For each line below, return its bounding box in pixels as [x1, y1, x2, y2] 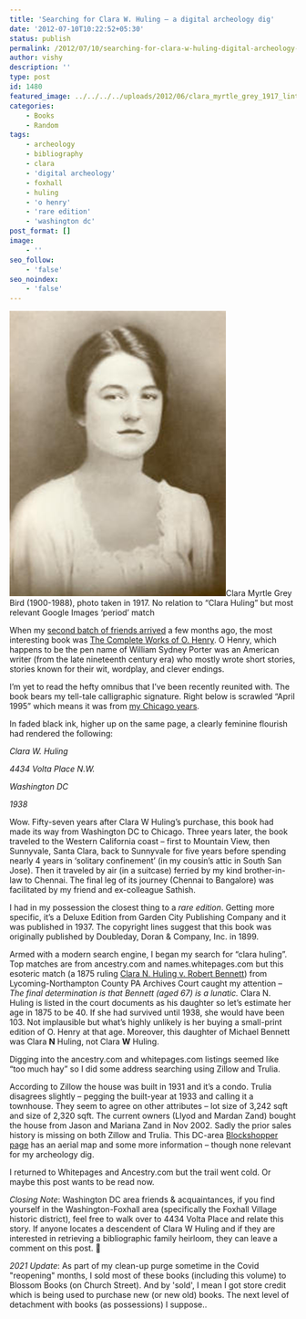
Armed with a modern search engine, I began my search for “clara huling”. [9, 949, 288, 960]
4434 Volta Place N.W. [9, 763, 96, 775]
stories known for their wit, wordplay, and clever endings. [9, 664, 225, 675]
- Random [25, 120, 59, 130]
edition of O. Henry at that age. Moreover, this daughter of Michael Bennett [9, 1027, 291, 1038]
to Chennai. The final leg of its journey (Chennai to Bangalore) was [24, 874, 275, 885]
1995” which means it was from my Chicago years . [9, 701, 200, 712]
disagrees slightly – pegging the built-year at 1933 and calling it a [9, 1091, 254, 1102]
